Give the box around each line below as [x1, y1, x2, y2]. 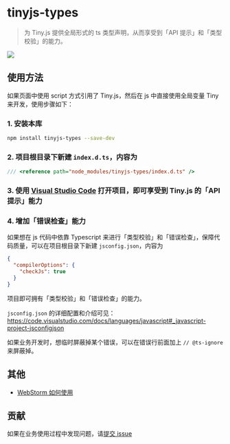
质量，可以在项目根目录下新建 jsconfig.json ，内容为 [12, 242, 163, 250]
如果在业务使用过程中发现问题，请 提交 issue [7, 430, 133, 438]
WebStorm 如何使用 [16, 388, 73, 396]
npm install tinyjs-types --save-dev [7, 135, 115, 142]
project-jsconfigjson [7, 324, 65, 332]
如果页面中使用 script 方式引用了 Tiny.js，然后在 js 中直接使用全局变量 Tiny [7, 91, 219, 100]
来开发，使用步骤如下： [7, 100, 73, 108]
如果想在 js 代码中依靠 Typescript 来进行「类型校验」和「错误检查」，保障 [7, 233, 214, 242]
